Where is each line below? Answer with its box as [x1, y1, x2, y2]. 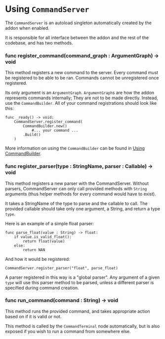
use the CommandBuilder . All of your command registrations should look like [5, 100, 157, 106]
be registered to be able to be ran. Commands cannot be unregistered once [5, 75, 159, 81]
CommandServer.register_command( [14, 120, 83, 125]
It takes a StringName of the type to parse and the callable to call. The [5, 200, 148, 206]
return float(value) [23, 239, 65, 244]
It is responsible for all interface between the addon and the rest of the [5, 35, 149, 41]
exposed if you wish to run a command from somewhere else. [5, 328, 131, 334]
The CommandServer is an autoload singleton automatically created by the [5, 20, 152, 26]
